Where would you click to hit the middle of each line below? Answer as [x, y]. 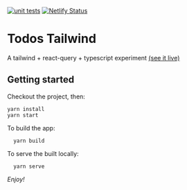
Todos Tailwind [52, 39]
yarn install [26, 109]
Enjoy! [16, 179]
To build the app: [31, 128]
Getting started [41, 80]
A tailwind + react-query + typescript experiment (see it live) [93, 58]
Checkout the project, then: [46, 96]
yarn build [29, 141]
